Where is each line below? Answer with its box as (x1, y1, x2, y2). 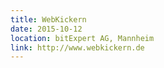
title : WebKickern (10, 14, 87, 25)
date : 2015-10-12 (10, 24, 83, 34)
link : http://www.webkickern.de (10, 42, 145, 53)
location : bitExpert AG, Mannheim (10, 33, 155, 43)
